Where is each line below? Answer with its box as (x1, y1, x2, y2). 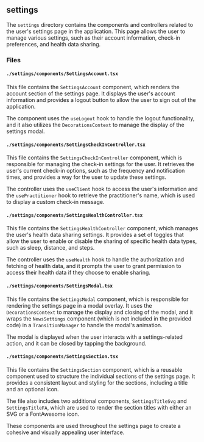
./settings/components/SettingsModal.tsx (6, 283, 113, 289)
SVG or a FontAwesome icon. (6, 410, 80, 418)
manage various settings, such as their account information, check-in (6, 34, 181, 42)
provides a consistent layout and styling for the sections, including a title (6, 379, 188, 386)
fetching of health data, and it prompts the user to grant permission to (6, 263, 181, 270)
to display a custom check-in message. (6, 198, 105, 206)
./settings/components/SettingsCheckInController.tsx (6, 142, 146, 148)
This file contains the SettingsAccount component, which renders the (6, 83, 180, 90)
